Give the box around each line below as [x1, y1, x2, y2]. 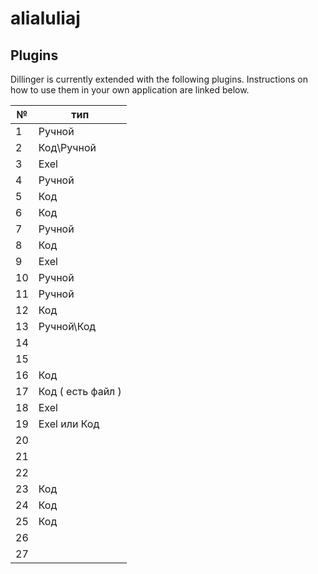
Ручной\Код [38, 320, 97, 333]
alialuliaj [10, 7, 81, 30]
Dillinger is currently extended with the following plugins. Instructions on [10, 73, 308, 85]
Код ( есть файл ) [38, 385, 122, 398]
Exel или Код [38, 417, 100, 431]
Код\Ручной [38, 141, 97, 154]
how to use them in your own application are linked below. [10, 84, 250, 96]
